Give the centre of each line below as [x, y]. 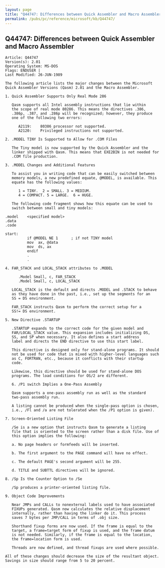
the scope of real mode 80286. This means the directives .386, [79, 109]
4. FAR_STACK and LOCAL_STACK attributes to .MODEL [59, 268]
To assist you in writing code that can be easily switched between [83, 174]
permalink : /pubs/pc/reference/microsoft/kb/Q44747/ [60, 19]
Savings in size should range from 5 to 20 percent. [60, 561]
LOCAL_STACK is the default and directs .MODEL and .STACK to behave [84, 290]
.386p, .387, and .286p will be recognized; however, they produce [82, 114]
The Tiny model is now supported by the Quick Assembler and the [80, 148]
